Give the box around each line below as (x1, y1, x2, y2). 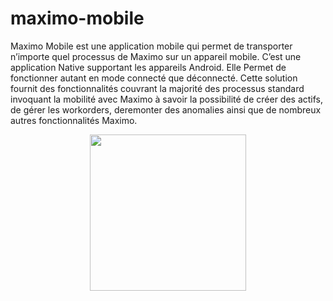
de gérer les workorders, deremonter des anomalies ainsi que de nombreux (10, 103, 322, 116)
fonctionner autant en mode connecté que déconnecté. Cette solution (10, 72, 298, 84)
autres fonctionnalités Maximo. (10, 114, 138, 126)
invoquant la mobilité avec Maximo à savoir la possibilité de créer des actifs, (10, 93, 324, 105)
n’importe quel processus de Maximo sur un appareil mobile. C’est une (10, 50, 302, 62)
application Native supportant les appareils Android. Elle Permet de (10, 61, 287, 73)
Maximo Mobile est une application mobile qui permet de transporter (10, 40, 293, 52)
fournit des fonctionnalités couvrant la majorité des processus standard (10, 82, 305, 94)
